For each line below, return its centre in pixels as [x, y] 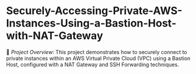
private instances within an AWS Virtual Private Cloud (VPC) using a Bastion [98, 58]
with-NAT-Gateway [55, 36]
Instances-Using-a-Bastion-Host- [91, 23]
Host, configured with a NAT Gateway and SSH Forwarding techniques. [93, 64]
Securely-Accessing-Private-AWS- [94, 11]
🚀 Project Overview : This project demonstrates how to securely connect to [97, 52]
